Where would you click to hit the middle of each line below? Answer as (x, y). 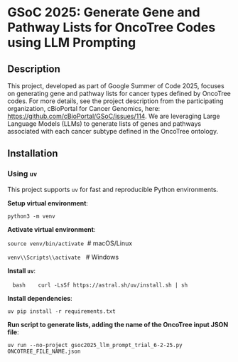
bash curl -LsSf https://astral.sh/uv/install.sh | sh (100, 285)
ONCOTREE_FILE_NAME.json (44, 351)
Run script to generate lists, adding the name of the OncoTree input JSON (118, 324)
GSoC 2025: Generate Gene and (104, 12)
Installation (33, 154)
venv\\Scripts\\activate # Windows (63, 257)
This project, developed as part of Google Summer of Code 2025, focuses (116, 86)
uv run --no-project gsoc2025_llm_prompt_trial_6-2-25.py (95, 345)
